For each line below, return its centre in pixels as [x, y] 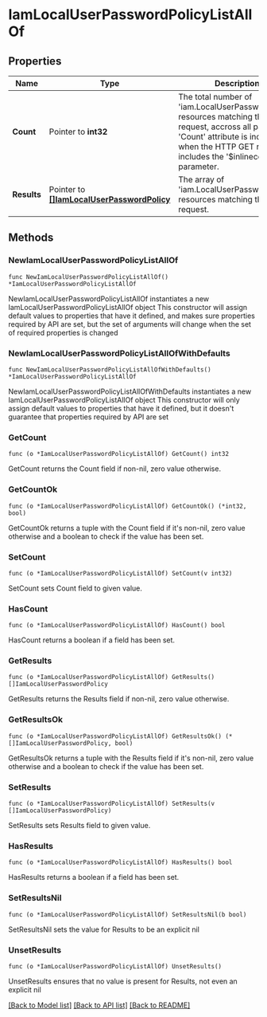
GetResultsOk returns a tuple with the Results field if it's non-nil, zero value [131, 758]
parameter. [199, 167]
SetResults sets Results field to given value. [79, 826]
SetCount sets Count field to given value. [75, 588]
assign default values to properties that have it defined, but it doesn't [121, 408]
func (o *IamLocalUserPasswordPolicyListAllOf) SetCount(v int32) [120, 573]
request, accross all [215, 127]
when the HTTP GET [217, 147]
